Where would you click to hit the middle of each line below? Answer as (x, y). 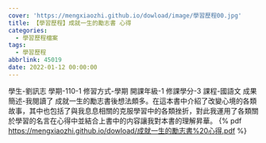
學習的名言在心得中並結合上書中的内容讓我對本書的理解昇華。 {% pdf (128, 121)
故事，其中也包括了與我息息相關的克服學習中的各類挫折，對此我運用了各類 (130, 110)
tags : (17, 45)
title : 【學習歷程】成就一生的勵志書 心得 (70, 23)
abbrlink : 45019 (35, 60)
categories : (28, 30)
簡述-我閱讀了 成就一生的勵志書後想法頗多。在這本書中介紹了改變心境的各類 (133, 101)
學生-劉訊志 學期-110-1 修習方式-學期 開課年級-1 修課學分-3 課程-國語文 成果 (133, 91)
